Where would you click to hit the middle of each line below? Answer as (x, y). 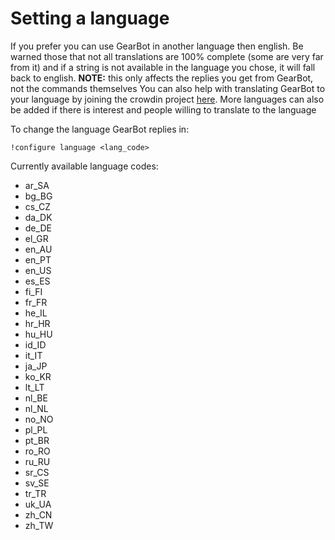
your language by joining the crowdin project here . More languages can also (167, 99)
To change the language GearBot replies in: (100, 129)
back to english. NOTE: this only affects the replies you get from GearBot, (162, 78)
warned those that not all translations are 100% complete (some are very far (167, 56)
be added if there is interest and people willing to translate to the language (163, 109)
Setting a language (90, 18)
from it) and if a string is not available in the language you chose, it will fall (163, 67)
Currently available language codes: (84, 166)
